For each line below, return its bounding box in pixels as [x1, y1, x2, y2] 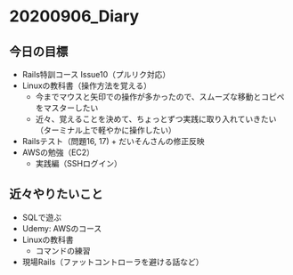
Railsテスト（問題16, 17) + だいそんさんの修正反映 [21, 136, 205, 146]
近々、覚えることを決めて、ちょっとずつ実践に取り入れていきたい [35, 114, 277, 124]
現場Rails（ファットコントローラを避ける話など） [21, 256, 204, 267]
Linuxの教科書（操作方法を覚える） [21, 80, 151, 91]
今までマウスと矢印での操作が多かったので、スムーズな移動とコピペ [35, 92, 285, 101]
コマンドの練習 [35, 245, 91, 255]
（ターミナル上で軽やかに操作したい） [35, 125, 176, 135]
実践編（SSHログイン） [35, 158, 122, 168]
